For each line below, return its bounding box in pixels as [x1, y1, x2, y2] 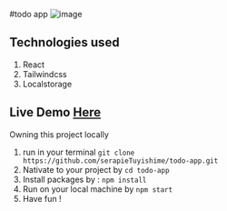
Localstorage [22, 78, 73, 89]
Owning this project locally [9, 128, 109, 140]
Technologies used [9, 35, 120, 50]
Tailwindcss [22, 68, 67, 79]
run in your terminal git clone [22, 146, 135, 157]
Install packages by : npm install [22, 174, 147, 185]
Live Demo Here [9, 105, 102, 120]
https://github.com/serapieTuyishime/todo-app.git [22, 156, 219, 166]
